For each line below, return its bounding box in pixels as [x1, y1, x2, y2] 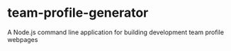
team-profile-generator [7, 5, 149, 21]
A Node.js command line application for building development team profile [7, 28, 225, 36]
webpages [7, 35, 38, 43]
